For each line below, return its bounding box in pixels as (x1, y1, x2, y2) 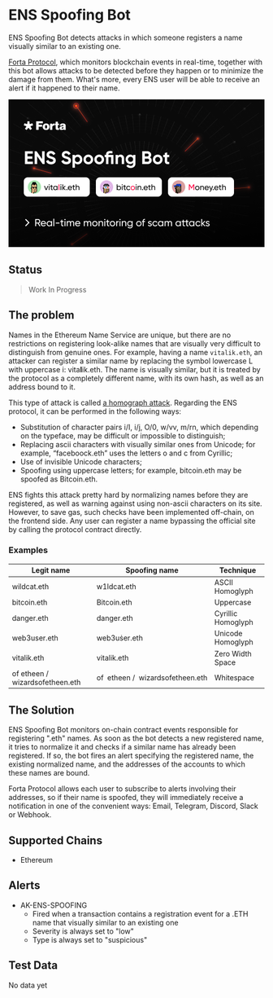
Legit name (31, 565, 71, 575)
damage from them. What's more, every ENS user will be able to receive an (8, 74, 260, 84)
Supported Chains (8, 833, 103, 847)
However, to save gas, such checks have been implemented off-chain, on (8, 507, 254, 517)
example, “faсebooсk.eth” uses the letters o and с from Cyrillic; (19, 448, 233, 458)
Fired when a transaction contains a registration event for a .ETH (32, 908, 249, 918)
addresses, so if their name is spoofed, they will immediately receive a (8, 793, 244, 802)
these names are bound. (8, 768, 90, 778)
